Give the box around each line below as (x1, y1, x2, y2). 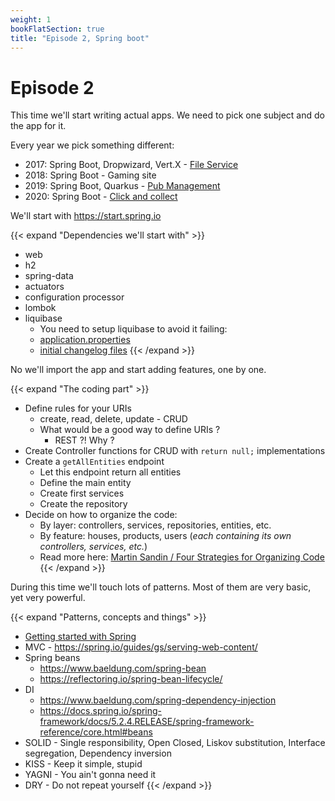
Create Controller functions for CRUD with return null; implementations (24, 445, 326, 457)
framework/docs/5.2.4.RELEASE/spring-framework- (39, 716, 255, 728)
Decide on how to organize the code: (24, 509, 178, 521)
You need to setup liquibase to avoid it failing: (39, 323, 228, 335)
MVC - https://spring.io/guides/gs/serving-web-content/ (24, 641, 258, 653)
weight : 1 (10, 14, 52, 25)
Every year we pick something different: (10, 139, 175, 151)
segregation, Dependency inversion (24, 747, 172, 760)
